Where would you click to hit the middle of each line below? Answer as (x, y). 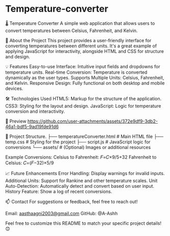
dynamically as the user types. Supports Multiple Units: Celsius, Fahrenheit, (85, 77)
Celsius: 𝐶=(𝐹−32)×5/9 (30, 163)
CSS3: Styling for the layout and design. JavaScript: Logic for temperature (83, 106)
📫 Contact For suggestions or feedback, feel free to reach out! (71, 201)
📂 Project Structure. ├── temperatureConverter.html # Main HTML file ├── (84, 136)
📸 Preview (16, 121)
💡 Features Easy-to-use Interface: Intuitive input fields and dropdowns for (83, 66)
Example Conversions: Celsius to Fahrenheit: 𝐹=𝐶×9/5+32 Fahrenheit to (81, 157)
